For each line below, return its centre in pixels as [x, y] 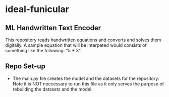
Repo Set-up [25, 66]
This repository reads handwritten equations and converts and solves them [83, 40]
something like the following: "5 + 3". [44, 51]
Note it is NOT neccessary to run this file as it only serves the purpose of [88, 83]
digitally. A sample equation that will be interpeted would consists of [76, 45]
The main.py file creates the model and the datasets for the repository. [86, 78]
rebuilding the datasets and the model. [53, 89]
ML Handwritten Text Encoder [53, 28]
